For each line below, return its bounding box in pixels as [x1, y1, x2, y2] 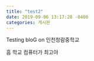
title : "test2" [6, 8, 44, 15]
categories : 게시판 [6, 19, 50, 25]
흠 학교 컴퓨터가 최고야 [6, 49, 59, 56]
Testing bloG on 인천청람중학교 [6, 36, 80, 43]
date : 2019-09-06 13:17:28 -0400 [6, 14, 89, 20]
